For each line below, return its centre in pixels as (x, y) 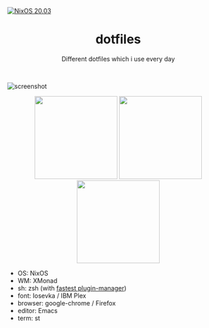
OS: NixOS (33, 273)
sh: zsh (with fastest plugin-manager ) (72, 288)
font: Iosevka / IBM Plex (52, 296)
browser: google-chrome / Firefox (66, 303)
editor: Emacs (37, 310)
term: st (29, 318)
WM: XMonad (37, 280)
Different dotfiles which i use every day (118, 59)
